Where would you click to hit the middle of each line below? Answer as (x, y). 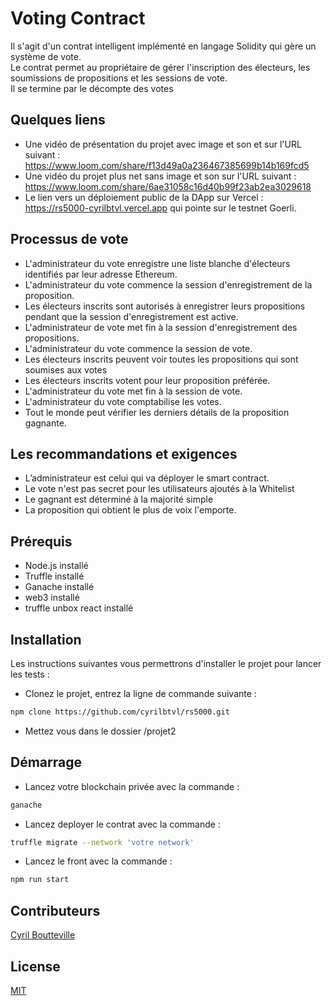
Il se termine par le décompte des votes (92, 88)
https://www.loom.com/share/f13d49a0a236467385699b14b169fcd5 (167, 165)
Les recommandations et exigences (124, 453)
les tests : (30, 674)
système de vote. (46, 56)
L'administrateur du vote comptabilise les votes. (123, 401)
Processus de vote (69, 239)
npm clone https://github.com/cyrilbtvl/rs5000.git (120, 712)
